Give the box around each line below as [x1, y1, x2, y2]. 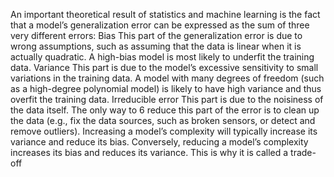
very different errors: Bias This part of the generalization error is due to [10, 30, 303, 41]
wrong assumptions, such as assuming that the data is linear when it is [10, 40, 302, 52]
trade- [290, 147, 317, 158]
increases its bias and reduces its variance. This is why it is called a [10, 147, 289, 158]
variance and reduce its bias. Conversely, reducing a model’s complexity [10, 136, 309, 148]
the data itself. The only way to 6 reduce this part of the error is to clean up [10, 104, 320, 116]
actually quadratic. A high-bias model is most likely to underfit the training [10, 51, 315, 63]
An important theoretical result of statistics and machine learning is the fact [10, 9, 321, 20]
